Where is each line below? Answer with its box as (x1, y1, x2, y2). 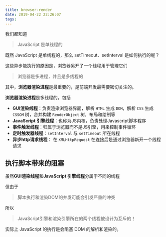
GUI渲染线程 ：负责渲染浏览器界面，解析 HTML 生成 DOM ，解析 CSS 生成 (12, 105, 154, 111)
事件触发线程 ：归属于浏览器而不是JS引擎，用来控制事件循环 (12, 124, 136, 130)
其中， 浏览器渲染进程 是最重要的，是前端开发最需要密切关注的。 (5, 84, 136, 90)
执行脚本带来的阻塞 (5, 158, 64, 167)
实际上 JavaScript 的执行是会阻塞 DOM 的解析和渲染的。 (5, 226, 121, 232)
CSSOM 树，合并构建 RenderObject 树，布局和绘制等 (12, 111, 116, 117)
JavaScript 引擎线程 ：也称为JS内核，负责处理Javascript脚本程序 (12, 118, 147, 124)
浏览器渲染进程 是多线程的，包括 (5, 94, 71, 100)
